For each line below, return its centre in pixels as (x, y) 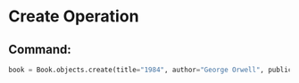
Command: (40, 50)
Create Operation (74, 17)
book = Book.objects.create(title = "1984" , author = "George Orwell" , (137, 70)
